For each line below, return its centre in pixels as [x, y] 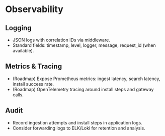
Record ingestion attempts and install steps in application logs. [77, 122]
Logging [18, 28]
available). [23, 51]
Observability [34, 9]
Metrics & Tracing [33, 66]
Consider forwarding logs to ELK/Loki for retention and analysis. [79, 128]
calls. [18, 95]
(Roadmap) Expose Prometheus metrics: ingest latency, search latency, [86, 79]
